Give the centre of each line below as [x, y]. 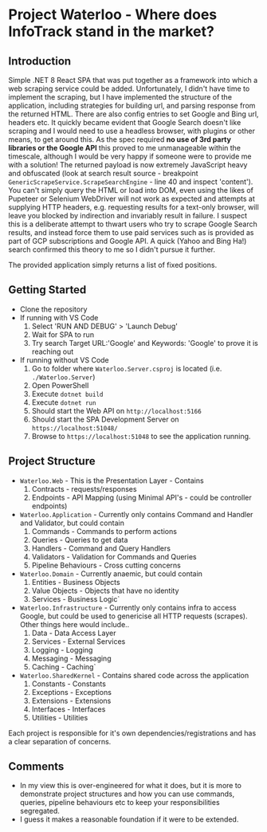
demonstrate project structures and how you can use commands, [127, 794]
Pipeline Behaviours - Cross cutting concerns [106, 565]
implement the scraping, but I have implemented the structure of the [120, 97]
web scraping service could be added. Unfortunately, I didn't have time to [129, 88]
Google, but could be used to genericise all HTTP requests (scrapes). [133, 616]
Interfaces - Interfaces [69, 709]
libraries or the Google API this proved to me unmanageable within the [125, 148]
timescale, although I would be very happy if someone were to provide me [130, 156]
